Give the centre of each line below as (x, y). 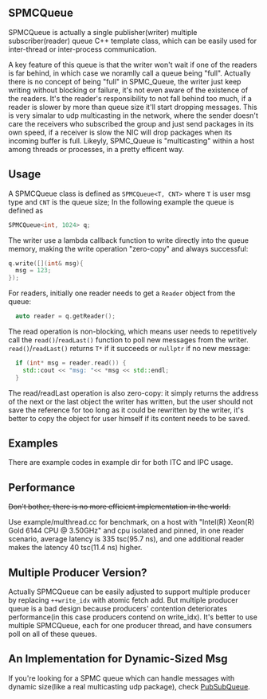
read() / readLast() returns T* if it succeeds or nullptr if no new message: (130, 348)
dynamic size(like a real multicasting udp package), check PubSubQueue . (130, 686)
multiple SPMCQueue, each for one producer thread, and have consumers (130, 626)
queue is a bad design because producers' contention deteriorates (118, 609)
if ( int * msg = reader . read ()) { (71, 363)
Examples (33, 444)
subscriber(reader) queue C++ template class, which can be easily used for (133, 41)
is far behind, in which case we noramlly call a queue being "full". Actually (130, 73)
